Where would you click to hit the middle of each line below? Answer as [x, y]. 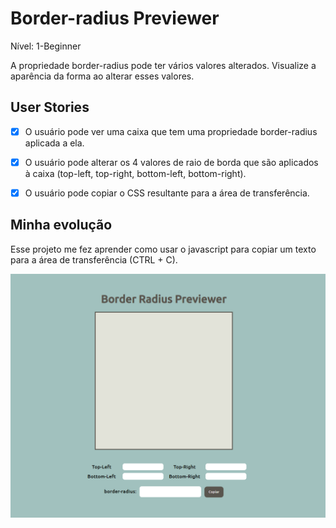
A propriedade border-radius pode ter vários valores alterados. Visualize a [163, 65]
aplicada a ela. [54, 143]
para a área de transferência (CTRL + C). [94, 259]
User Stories [50, 107]
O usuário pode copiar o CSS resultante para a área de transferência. [167, 193]
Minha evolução [61, 225]
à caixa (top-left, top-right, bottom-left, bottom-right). [135, 173]
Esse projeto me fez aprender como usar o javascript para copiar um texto [163, 249]
